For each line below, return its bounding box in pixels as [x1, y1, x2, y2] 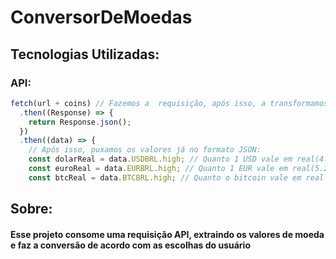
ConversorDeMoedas [10, 6, 193, 29]
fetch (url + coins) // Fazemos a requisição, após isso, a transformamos [10, 98, 329, 108]
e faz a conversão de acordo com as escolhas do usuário [10, 239, 251, 251]
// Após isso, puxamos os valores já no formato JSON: [28, 145, 262, 155]
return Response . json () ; [28, 117, 132, 127]
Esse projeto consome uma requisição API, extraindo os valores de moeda [10, 228, 325, 240]
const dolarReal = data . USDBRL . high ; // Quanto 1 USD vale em [28, 154, 293, 165]
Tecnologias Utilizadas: [10, 46, 160, 63]
